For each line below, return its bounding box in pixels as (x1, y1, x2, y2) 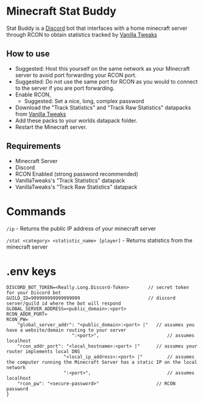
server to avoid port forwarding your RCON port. (15, 71, 137, 79)
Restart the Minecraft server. (15, 123, 87, 131)
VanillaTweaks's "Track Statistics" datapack (15, 176, 125, 184)
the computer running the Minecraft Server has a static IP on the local (6, 359, 198, 366)
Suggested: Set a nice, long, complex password (24, 97, 144, 104)
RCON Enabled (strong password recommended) (15, 170, 139, 178)
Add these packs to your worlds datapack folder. (15, 117, 138, 124)
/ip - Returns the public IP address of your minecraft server (6, 225, 157, 232)
